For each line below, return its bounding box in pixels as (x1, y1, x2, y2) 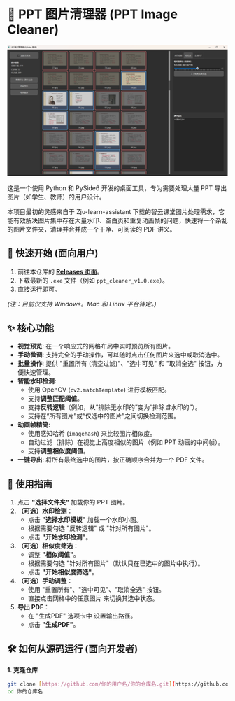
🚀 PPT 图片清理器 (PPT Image (7, 6, 178, 22)
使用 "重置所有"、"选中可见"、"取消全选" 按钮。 (27, 586, 166, 594)
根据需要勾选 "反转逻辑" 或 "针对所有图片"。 (27, 524, 155, 532)
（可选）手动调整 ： (17, 576, 73, 585)
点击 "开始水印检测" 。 (27, 533, 92, 541)
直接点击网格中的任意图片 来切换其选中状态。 (27, 594, 159, 602)
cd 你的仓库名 (7, 688, 43, 695)
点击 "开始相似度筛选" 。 (27, 568, 98, 576)
